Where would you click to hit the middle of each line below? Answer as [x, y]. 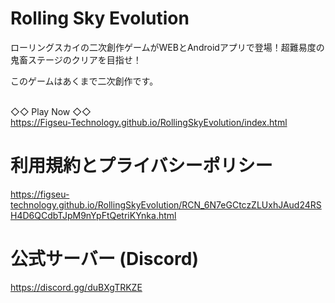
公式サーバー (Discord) [104, 259]
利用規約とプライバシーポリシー [141, 166]
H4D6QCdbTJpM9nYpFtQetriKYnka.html [93, 215]
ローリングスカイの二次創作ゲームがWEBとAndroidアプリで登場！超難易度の [167, 47]
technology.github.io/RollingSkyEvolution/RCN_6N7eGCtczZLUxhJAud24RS [166, 204]
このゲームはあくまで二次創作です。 [84, 81]
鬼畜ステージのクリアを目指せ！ [76, 59]
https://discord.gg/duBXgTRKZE [76, 287]
